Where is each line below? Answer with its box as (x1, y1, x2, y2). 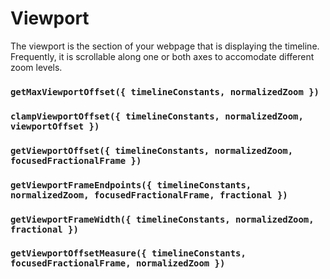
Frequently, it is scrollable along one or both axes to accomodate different (10, 50, 315, 62)
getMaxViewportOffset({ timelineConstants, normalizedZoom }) (10, 86, 320, 97)
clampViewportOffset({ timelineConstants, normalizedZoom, (10, 110, 304, 122)
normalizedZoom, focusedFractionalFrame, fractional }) (10, 189, 288, 201)
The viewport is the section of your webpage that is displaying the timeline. (10, 40, 320, 52)
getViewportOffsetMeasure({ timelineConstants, (10, 248, 247, 259)
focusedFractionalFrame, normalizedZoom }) (10, 258, 226, 269)
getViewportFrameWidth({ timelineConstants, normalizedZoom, (10, 213, 315, 225)
